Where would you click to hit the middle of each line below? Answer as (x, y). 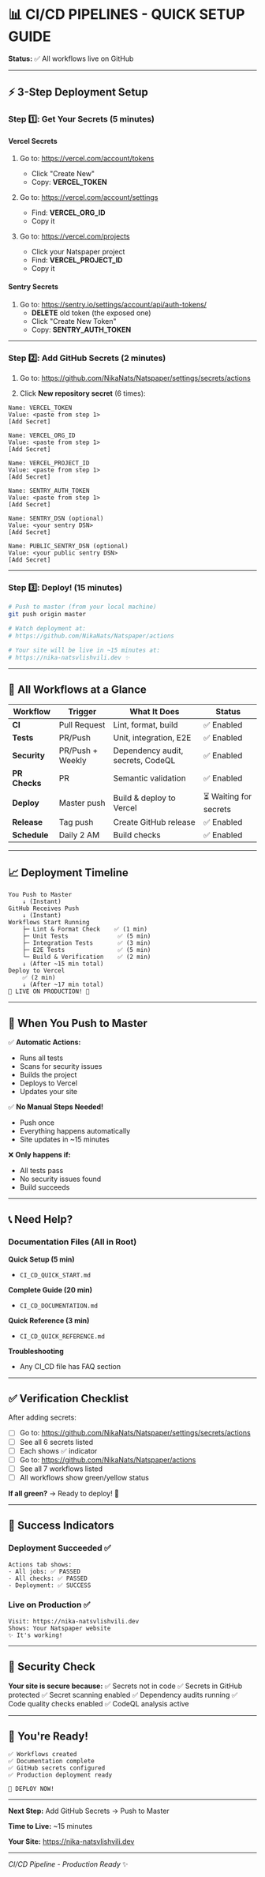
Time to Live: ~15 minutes (50, 1826)
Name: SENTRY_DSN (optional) (56, 518)
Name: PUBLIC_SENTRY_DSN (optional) (68, 546)
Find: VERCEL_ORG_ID (68, 213)
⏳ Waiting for (228, 796)
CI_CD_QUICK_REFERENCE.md (62, 1336)
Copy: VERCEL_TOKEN (69, 182)
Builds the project (48, 1074)
